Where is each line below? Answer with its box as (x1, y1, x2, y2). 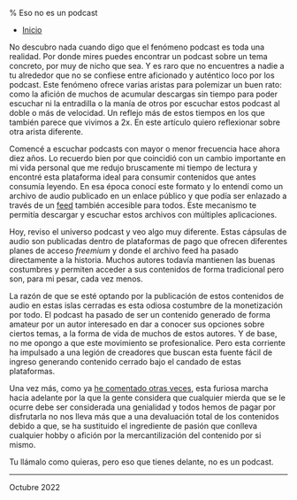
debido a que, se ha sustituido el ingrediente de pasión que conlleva (9, 420, 258, 431)
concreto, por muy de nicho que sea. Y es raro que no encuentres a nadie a (9, 61, 285, 71)
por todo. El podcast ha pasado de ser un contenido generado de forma (9, 310, 271, 319)
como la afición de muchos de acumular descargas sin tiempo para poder (9, 88, 278, 99)
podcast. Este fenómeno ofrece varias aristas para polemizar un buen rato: (9, 80, 283, 89)
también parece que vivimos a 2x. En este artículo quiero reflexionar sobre (9, 117, 281, 127)
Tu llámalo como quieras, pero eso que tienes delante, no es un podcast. (9, 457, 274, 467)
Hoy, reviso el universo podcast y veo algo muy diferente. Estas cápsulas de (9, 227, 287, 237)
